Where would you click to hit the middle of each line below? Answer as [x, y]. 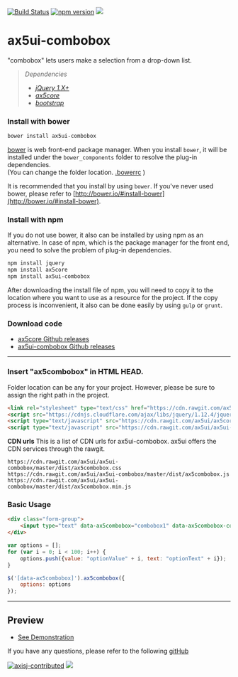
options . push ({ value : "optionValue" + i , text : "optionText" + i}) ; [123, 558]
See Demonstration [46, 637]
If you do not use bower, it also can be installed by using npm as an [106, 235]
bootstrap [50, 102]
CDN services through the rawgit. [56, 449]
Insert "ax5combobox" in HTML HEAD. [75, 372]
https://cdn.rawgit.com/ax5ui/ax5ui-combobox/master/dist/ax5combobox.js [119, 474]
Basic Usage [29, 505]
